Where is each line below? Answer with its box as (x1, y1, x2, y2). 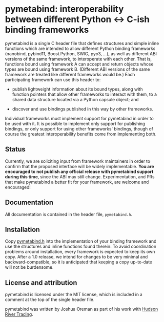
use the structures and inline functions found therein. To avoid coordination (5, 243, 157, 250)
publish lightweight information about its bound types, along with (12, 86, 143, 92)
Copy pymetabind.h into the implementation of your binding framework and (5, 238, 157, 244)
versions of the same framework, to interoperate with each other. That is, (5, 56, 152, 62)
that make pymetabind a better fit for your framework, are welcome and (5, 179, 149, 185)
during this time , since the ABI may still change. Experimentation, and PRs (5, 173, 155, 179)
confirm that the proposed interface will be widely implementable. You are (5, 163, 155, 169)
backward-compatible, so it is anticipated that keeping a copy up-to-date (5, 259, 153, 265)
